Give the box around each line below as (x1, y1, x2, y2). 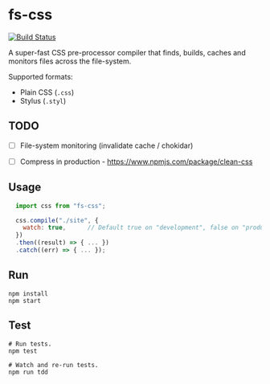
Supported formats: (8, 71, 74, 81)
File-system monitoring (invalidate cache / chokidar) (19, 141, 194, 150)
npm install (8, 289, 48, 298)
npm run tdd (8, 368, 48, 376)
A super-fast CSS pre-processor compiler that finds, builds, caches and (8, 47, 247, 57)
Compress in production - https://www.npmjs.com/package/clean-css (19, 157, 253, 166)
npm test (8, 347, 38, 355)
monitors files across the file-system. (8, 56, 132, 66)
